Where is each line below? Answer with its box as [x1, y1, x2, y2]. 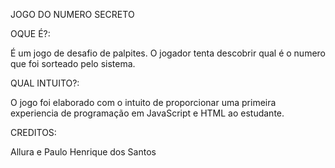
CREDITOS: [10, 127, 57, 138]
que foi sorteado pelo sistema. [10, 58, 136, 69]
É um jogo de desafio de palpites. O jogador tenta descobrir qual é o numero [10, 47, 327, 59]
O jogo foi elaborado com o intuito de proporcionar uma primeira [10, 97, 277, 108]
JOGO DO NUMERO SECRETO [10, 9, 135, 20]
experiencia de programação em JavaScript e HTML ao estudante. [10, 107, 285, 119]
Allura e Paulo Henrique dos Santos [10, 146, 157, 158]
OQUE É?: [10, 28, 51, 39]
